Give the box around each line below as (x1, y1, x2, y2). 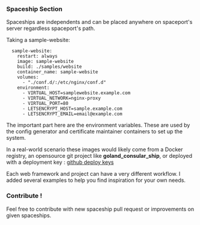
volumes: (17, 74, 39, 80)
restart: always (17, 53, 58, 59)
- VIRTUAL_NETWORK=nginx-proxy (22, 95, 101, 101)
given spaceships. (6, 212, 52, 219)
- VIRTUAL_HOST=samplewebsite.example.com (22, 90, 131, 96)
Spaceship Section (6, 5, 63, 13)
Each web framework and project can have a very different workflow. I (6, 170, 181, 178)
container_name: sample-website (17, 69, 98, 75)
